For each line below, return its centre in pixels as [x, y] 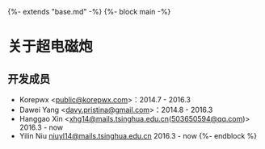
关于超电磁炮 [50, 47]
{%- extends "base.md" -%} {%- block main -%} [89, 12]
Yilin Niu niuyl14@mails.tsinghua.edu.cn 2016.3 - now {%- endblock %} [138, 136]
